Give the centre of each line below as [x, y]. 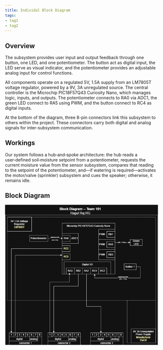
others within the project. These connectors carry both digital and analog [78, 123]
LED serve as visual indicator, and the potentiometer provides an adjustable [81, 68]
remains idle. [18, 180]
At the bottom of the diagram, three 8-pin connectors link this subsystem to [81, 118]
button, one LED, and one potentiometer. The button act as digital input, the [80, 63]
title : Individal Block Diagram [38, 10]
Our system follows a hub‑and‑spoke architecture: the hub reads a [71, 155]
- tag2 [12, 26]
